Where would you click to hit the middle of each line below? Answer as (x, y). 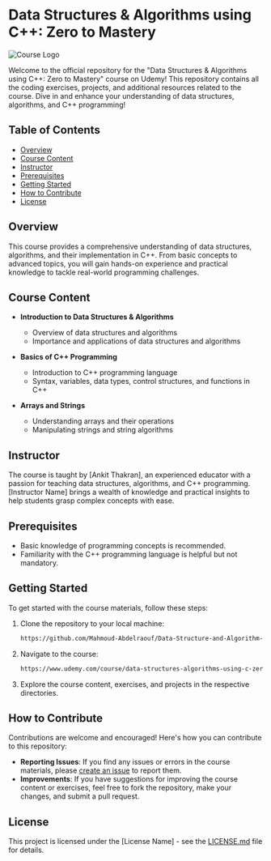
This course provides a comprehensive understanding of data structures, (130, 246)
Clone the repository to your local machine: (92, 623)
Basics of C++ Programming (68, 357)
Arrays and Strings (53, 406)
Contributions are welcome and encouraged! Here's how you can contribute (135, 738)
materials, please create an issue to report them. (101, 770)
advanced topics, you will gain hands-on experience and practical (118, 263)
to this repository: (38, 746)
